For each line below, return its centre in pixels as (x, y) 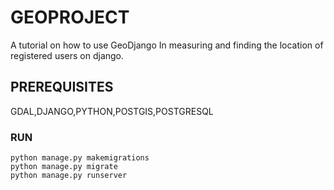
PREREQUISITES (62, 87)
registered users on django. (67, 55)
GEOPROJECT (70, 17)
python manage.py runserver (69, 176)
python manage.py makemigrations (80, 158)
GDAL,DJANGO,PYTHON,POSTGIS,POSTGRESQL (112, 111)
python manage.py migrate (64, 167)
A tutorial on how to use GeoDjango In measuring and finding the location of (167, 45)
